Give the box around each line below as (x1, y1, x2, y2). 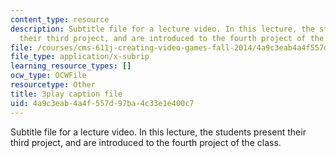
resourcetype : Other (10, 80, 97, 90)
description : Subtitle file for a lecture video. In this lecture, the (10, 24, 315, 34)
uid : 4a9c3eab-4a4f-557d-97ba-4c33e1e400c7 (10, 98, 195, 108)
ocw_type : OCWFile (10, 71, 87, 81)
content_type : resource (10, 14, 110, 25)
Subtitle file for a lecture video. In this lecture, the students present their (10, 126, 307, 138)
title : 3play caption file (10, 89, 123, 99)
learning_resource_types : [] (10, 61, 132, 71)
